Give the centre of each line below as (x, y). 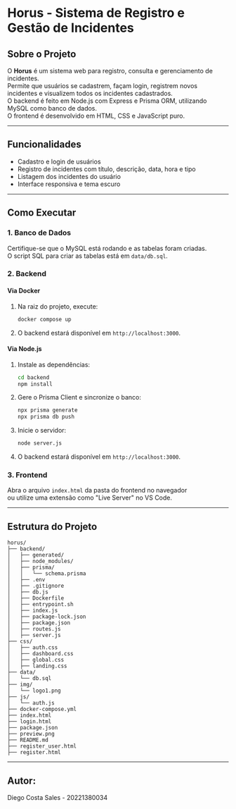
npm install (35, 384)
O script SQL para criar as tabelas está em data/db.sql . (88, 256)
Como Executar (42, 213)
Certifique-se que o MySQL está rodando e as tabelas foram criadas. (107, 248)
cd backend (33, 377)
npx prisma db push (46, 417)
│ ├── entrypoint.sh (40, 605)
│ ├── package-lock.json (47, 617)
